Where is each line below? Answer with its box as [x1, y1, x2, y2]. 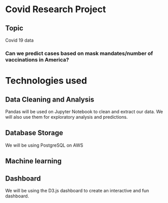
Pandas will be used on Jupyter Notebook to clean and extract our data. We [5, 108, 163, 115]
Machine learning [5, 157, 62, 165]
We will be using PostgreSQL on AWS [5, 142, 83, 148]
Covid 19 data [5, 37, 34, 43]
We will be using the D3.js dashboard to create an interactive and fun [5, 187, 149, 193]
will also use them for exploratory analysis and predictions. [5, 114, 128, 120]
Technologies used [5, 75, 88, 87]
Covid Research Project [5, 4, 106, 15]
